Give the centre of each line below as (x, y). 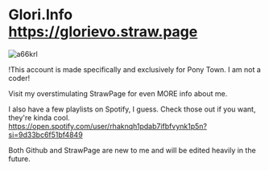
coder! (19, 78)
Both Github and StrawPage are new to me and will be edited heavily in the (132, 150)
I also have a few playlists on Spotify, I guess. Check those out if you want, (132, 109)
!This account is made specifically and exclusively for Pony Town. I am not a (135, 69)
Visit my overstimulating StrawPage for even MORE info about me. (118, 93)
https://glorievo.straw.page (103, 32)
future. (19, 159)
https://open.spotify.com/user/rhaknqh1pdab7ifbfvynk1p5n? (108, 126)
